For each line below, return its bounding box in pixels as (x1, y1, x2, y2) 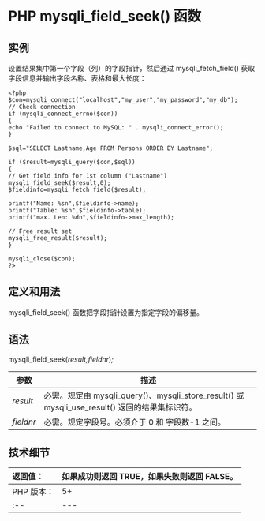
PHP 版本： (12, 486, 54, 497)
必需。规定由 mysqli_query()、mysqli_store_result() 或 (43, 390, 244, 401)
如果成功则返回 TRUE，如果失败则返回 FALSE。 (62, 471, 238, 482)
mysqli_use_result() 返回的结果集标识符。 (43, 402, 197, 413)
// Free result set (8, 227, 73, 235)
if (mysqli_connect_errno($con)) (8, 110, 118, 118)
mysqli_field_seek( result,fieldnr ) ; (8, 354, 114, 364)
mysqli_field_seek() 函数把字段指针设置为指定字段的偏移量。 (8, 307, 203, 317)
